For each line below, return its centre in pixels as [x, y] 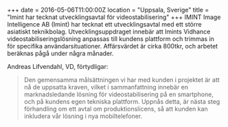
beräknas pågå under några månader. [60, 53]
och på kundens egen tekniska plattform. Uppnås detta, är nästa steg [122, 101]
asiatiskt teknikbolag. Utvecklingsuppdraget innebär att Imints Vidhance [109, 31]
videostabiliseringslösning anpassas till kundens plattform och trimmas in [111, 39]
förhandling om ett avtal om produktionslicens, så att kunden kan [116, 109]
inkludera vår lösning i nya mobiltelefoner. [83, 116]
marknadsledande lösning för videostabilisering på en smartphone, [119, 94]
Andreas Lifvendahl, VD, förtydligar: [58, 67]
